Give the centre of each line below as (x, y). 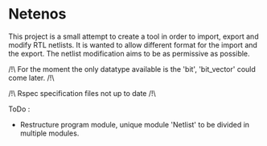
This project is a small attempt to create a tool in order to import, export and (133, 36)
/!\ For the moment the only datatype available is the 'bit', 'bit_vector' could (132, 69)
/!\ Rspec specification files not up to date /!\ (82, 93)
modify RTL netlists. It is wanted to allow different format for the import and (133, 44)
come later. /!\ (31, 77)
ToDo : (19, 109)
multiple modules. (49, 133)
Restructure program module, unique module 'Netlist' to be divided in (135, 124)
